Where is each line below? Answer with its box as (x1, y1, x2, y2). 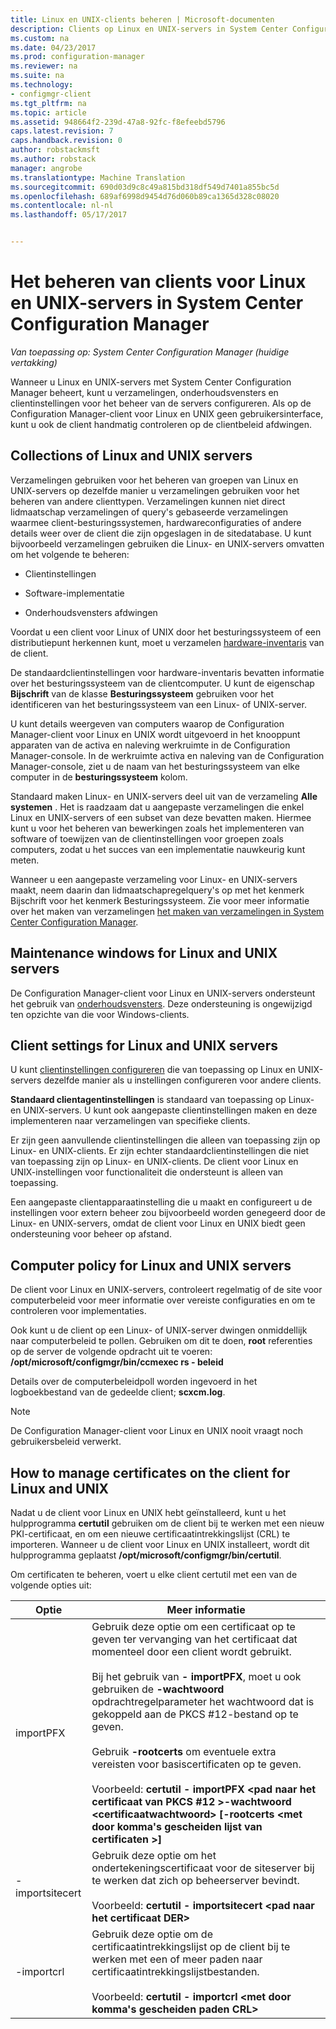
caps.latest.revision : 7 (10, 126, 114, 136)
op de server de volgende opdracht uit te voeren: (10, 1346, 213, 1358)
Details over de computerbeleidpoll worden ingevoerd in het (10, 1376, 258, 1388)
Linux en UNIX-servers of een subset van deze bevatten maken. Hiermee (10, 811, 312, 823)
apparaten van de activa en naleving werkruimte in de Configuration (10, 739, 291, 751)
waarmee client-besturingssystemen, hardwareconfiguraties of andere (10, 516, 302, 528)
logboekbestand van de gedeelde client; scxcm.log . (10, 1386, 226, 1398)
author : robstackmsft (10, 145, 101, 155)
